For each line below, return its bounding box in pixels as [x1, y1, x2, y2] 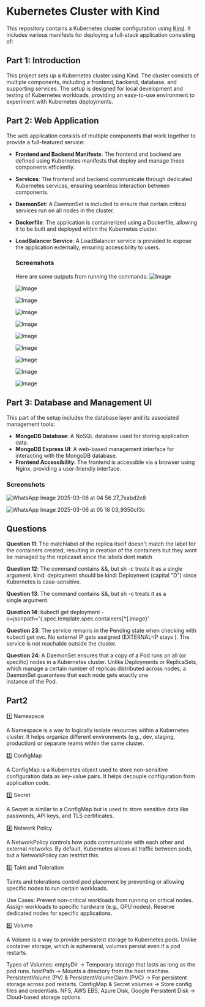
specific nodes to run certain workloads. [6, 884, 108, 892]
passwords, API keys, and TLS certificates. [6, 812, 114, 819]
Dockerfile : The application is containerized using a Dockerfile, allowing [15, 218, 198, 226]
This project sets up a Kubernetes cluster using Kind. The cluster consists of [6, 72, 199, 79]
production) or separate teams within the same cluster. [6, 739, 145, 747]
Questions [6, 523, 47, 534]
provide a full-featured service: [6, 138, 85, 145]
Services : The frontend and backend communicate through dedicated [15, 175, 193, 182]
